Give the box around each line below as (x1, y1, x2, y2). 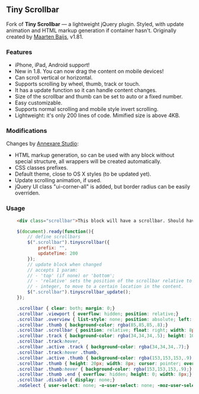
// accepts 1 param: (27, 267, 78, 273)
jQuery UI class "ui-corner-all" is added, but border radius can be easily (14, 183, 191, 190)
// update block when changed (27, 261, 102, 268)
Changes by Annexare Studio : (6, 140, 79, 147)
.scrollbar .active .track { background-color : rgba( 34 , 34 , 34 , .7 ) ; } (17, 344, 190, 350)
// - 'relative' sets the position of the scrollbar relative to (27, 278, 192, 284)
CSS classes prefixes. (14, 164, 68, 171)
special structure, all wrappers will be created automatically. (14, 158, 162, 165)
